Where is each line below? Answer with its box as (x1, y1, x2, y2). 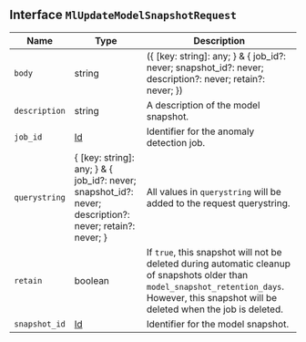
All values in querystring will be (146, 185, 282, 198)
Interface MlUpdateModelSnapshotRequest (9, 7, 237, 23)
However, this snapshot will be (146, 291, 278, 304)
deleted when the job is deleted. (146, 303, 284, 316)
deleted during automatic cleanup (146, 257, 291, 270)
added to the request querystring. (146, 196, 291, 209)
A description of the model (146, 98, 260, 111)
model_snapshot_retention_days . (146, 280, 285, 293)
